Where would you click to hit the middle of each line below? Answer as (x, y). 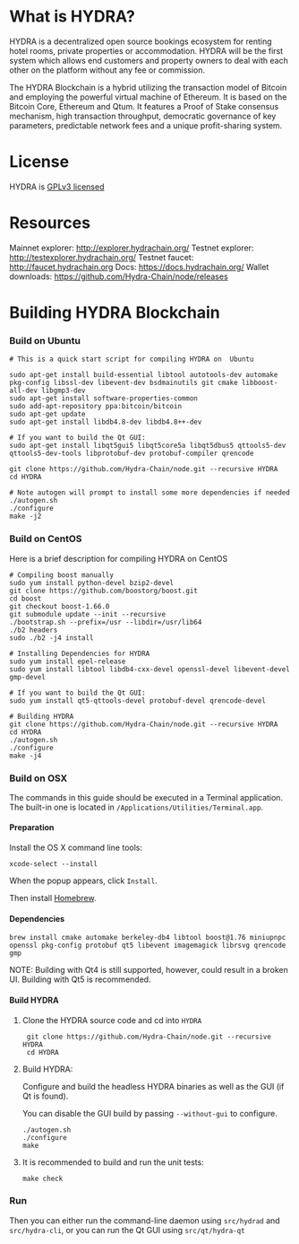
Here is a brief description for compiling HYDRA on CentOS (119, 558)
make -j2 (26, 517)
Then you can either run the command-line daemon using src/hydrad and (145, 1220)
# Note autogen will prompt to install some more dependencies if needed (150, 493)
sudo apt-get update (48, 415)
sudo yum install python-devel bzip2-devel (92, 583)
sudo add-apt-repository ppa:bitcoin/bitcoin (95, 407)
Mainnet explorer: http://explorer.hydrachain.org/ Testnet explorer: (132, 248)
